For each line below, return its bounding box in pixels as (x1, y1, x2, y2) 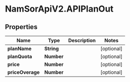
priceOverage (7, 69, 40, 76)
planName (7, 45, 32, 52)
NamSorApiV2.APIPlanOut (5, 3, 114, 15)
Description (68, 37, 96, 44)
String (44, 45, 59, 52)
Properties (5, 23, 38, 31)
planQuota (7, 53, 32, 60)
